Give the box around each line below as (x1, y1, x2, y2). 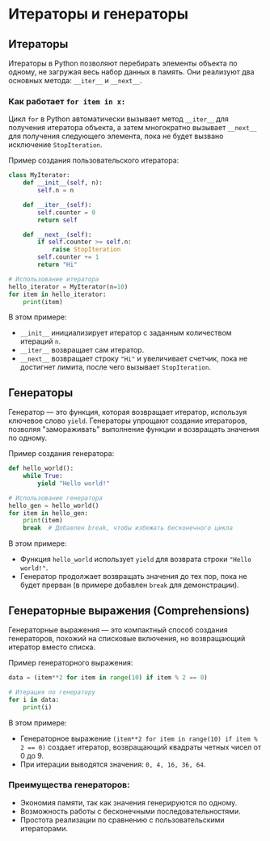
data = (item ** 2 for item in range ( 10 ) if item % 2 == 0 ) (8, 674, 208, 682)
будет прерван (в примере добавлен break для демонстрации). (19, 580, 240, 590)
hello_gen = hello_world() (8, 501, 99, 509)
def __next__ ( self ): (23, 230, 92, 239)
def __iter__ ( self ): (23, 201, 92, 209)
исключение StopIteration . (8, 140, 103, 150)
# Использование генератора (8, 494, 103, 502)
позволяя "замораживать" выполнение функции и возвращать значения (8, 425, 259, 434)
